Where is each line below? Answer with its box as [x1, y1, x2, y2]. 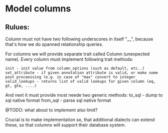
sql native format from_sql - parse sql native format [5, 98, 111, 103]
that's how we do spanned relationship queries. [5, 41, 104, 47]
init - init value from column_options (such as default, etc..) [5, 66, 144, 71]
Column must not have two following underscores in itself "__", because [5, 36, 153, 42]
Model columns [5, 3, 71, 14]
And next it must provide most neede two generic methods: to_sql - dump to [5, 92, 163, 98]
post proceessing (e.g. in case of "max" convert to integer [5, 75, 136, 80]
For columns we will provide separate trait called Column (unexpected [5, 51, 150, 57]
